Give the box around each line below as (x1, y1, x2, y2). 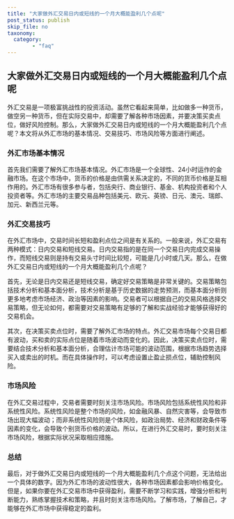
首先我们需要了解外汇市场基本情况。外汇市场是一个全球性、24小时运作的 (7, 165, 217, 174)
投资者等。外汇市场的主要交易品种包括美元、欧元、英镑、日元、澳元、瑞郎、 (7, 192, 227, 200)
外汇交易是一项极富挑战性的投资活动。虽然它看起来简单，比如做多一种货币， (7, 102, 227, 111)
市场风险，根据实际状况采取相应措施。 (7, 433, 117, 441)
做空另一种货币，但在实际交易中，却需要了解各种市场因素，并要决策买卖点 (7, 111, 221, 120)
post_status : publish (7, 17, 70, 24)
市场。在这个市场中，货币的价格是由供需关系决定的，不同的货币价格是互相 (13, 174, 227, 183)
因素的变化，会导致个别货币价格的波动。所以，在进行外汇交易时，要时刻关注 (7, 424, 227, 433)
